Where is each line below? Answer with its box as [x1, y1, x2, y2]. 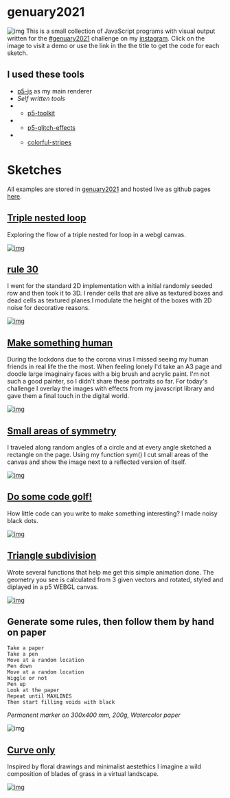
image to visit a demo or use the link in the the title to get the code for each [7, 41, 220, 49]
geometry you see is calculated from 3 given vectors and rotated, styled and [7, 575, 224, 584]
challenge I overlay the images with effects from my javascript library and [7, 384, 215, 392]
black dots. [7, 516, 39, 524]
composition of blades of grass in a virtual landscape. [7, 770, 159, 778]
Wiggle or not [7, 675, 48, 682]
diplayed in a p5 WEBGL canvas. [7, 582, 99, 591]
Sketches [7, 162, 62, 177]
